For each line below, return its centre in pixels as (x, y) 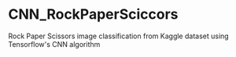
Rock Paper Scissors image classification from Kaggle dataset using (119, 36)
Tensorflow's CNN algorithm (54, 44)
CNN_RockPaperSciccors (93, 14)
